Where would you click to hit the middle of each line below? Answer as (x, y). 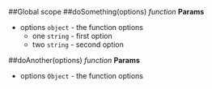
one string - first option (72, 36)
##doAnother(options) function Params (74, 60)
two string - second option (78, 44)
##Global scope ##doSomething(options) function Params (106, 12)
